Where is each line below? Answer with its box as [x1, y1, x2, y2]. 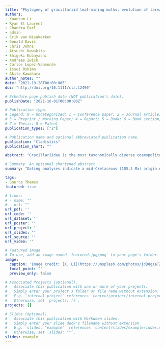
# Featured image [5, 248, 41, 253]
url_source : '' [5, 235, 36, 240]
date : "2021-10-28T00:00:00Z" [5, 80, 67, 85]
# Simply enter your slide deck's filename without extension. [5, 321, 141, 326]
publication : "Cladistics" [5, 139, 60, 144]
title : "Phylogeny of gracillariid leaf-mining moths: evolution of [5, 7, 148, 12]
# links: [5, 193, 23, 198]
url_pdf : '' [5, 207, 29, 212]
